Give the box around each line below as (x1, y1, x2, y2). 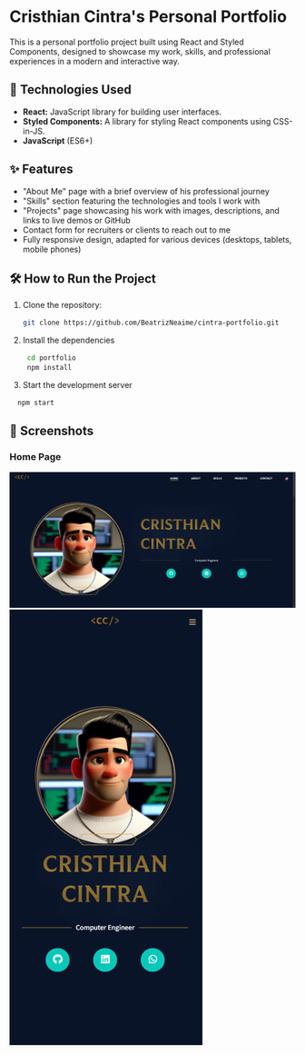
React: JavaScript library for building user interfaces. (22, 106, 222, 117)
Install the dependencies (22, 334, 115, 346)
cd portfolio (26, 353, 76, 363)
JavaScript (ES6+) (22, 134, 93, 146)
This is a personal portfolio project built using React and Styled (9, 36, 245, 47)
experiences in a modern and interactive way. (9, 55, 180, 66)
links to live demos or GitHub (22, 214, 132, 225)
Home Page (9, 451, 62, 463)
